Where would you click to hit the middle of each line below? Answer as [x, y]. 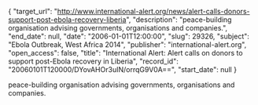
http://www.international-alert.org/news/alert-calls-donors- [153, 11]
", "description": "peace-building [179, 20]
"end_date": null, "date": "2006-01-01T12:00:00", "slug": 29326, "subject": [129, 36]
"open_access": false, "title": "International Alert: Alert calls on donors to [125, 53]
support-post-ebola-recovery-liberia [67, 20]
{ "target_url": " [33, 11]
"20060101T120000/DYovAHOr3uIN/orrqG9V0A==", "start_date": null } [123, 69]
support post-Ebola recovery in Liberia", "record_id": [94, 61]
